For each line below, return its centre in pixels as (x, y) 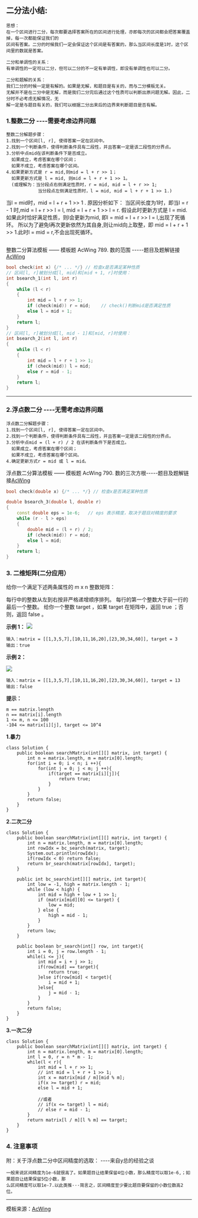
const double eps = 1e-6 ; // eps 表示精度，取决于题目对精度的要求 (97, 513)
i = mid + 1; (64, 983)
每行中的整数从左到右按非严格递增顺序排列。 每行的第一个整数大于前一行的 (97, 600)
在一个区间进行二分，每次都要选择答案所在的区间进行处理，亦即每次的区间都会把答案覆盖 (98, 32)
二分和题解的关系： (26, 80)
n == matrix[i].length (34, 715)
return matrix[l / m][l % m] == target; (77, 1120)
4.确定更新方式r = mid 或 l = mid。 (47, 461)
